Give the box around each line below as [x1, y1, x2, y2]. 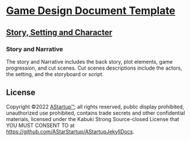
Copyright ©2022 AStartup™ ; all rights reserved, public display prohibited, [6, 103, 184, 110]
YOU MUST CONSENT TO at [6, 122, 75, 129]
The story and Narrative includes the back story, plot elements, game [6, 58, 173, 65]
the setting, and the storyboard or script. [6, 70, 104, 77]
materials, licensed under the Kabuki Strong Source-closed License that [6, 115, 179, 122]
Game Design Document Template [6, 4, 175, 18]
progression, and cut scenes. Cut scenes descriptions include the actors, [6, 64, 182, 71]
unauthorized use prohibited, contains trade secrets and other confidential [6, 109, 185, 116]
